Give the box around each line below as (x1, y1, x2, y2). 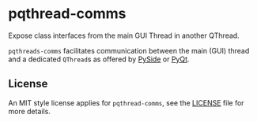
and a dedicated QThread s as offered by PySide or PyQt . (8, 54, 190, 64)
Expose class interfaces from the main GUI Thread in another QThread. (8, 31, 240, 40)
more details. (8, 106, 51, 116)
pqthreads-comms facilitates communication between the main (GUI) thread (8, 46, 250, 55)
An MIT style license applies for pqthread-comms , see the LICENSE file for (8, 98, 244, 107)
